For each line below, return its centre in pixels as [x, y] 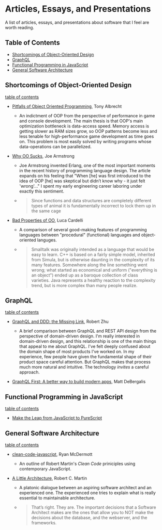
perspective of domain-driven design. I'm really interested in [80, 336]
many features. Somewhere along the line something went [89, 265]
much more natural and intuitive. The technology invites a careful [84, 367]
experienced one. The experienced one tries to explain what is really [88, 493]
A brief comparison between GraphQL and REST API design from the [88, 331]
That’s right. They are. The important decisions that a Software [94, 507]
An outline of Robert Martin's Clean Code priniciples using [77, 464]
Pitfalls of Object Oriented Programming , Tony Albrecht [67, 106]
